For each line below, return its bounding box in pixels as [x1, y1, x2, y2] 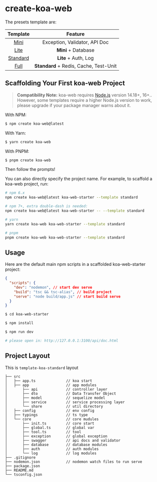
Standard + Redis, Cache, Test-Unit [34, 62, 117, 69]
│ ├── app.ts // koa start [5, 378, 92, 383]
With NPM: [5, 111, 27, 117]
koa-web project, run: [5, 181, 49, 187]
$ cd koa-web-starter [5, 312, 49, 317]
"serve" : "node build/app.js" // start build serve [14, 294, 121, 299]
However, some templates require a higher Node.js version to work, [17, 97, 152, 103]
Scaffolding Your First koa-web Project [5, 79, 125, 88]
